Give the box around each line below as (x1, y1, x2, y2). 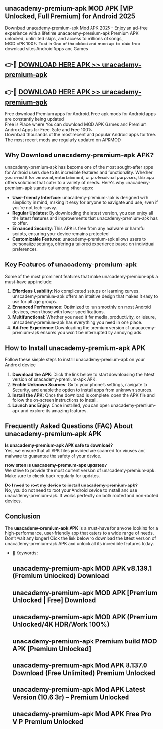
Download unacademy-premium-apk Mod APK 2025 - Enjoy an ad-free (5, 25, 148, 31)
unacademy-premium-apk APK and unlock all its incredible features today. (5, 541, 154, 547)
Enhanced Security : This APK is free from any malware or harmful (12, 225, 146, 231)
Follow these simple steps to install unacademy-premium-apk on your (5, 357, 145, 363)
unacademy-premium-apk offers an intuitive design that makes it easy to (12, 293, 158, 299)
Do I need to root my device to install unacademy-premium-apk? (5, 482, 138, 488)
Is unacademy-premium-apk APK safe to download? (5, 442, 113, 448)
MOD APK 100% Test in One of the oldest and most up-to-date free (5, 41, 140, 46)
